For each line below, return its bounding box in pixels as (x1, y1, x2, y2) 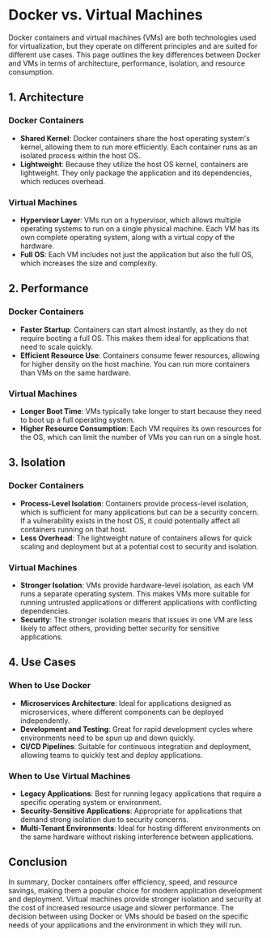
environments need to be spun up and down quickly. (19, 733, 196, 742)
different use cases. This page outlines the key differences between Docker (8, 49, 261, 59)
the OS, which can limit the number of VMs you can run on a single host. (19, 432, 262, 441)
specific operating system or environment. (19, 797, 162, 807)
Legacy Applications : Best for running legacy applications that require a (19, 789, 261, 798)
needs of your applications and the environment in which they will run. (8, 919, 243, 930)
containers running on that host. (19, 524, 128, 534)
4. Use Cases (8, 656, 77, 669)
